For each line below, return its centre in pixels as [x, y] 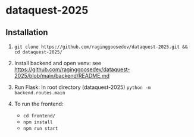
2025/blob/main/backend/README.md [62, 76]
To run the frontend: [39, 104]
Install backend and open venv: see [58, 63]
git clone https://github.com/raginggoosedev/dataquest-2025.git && [101, 47]
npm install [38, 122]
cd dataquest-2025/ [38, 52]
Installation [27, 32]
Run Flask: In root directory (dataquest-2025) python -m [82, 87]
